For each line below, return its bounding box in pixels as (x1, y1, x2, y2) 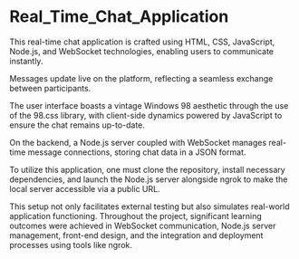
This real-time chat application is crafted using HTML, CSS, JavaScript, (9, 36, 275, 47)
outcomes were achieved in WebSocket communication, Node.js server (9, 220, 276, 231)
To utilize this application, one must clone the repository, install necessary (9, 164, 285, 175)
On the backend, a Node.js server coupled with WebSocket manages (9, 137, 267, 148)
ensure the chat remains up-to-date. (9, 120, 145, 130)
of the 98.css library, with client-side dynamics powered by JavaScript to (9, 110, 283, 120)
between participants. (9, 82, 92, 93)
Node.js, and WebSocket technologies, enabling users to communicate (9, 45, 275, 56)
